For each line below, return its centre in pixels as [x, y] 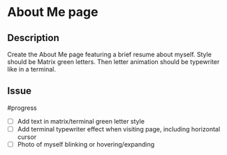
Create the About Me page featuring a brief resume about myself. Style [109, 54]
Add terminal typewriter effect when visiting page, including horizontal [119, 129]
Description [33, 38]
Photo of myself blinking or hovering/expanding [86, 144]
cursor [27, 137]
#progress [22, 108]
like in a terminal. [31, 69]
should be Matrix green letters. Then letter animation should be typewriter [113, 62]
